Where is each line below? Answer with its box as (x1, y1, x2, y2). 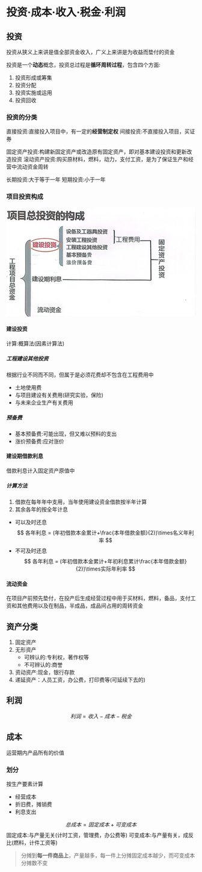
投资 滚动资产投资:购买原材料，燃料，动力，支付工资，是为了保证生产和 (11, 156, 188, 163)
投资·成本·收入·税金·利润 (6, 5, 126, 19)
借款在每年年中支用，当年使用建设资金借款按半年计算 (14, 498, 147, 506)
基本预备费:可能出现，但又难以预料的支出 (14, 430, 117, 437)
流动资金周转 (16, 163, 49, 170)
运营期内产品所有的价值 (6, 749, 64, 756)
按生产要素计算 (6, 781, 43, 787)
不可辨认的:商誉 (23, 661, 63, 669)
